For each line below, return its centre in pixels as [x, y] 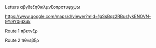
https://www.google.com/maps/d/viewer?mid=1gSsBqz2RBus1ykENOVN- [78, 16]
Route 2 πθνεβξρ [22, 40]
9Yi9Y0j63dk [18, 22]
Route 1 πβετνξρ [21, 31]
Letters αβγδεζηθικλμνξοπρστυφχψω [43, 7]
